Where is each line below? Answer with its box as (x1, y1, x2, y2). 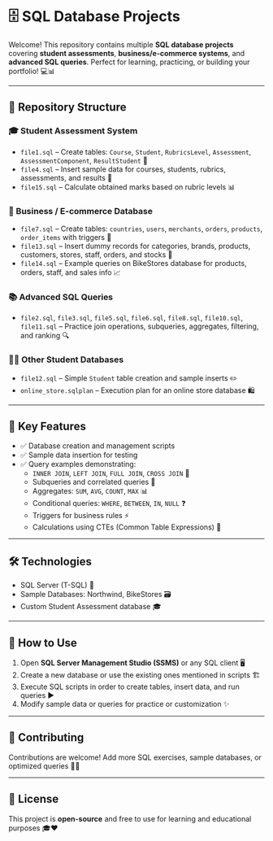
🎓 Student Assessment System (8, 125, 138, 137)
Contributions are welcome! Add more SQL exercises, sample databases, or (8, 752, 262, 762)
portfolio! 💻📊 (8, 66, 55, 76)
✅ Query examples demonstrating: (19, 460, 136, 469)
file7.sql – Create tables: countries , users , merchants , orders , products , (19, 224, 262, 233)
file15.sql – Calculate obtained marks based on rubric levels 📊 (19, 181, 236, 192)
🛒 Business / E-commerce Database (8, 205, 153, 216)
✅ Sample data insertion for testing (19, 450, 138, 460)
